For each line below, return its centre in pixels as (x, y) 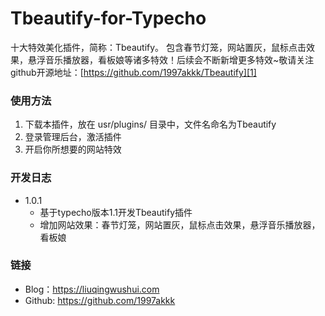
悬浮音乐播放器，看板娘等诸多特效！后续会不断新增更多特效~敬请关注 (171, 59)
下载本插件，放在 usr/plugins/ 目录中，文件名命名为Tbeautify (150, 124)
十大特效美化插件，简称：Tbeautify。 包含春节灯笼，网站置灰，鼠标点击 (158, 47)
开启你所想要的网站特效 (73, 149)
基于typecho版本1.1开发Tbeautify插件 (116, 212)
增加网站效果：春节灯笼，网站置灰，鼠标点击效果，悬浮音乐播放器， (180, 224)
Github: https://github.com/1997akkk (100, 300)
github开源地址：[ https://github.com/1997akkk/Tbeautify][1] (133, 72)
